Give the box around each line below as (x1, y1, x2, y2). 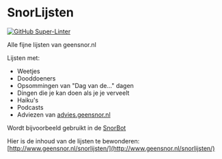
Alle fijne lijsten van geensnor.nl (7, 40, 97, 48)
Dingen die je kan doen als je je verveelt (16, 89, 130, 97)
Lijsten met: (7, 53, 40, 62)
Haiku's (16, 96, 39, 104)
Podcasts (16, 103, 44, 111)
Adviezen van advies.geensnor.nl (16, 111, 111, 119)
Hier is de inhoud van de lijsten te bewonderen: (7, 136, 140, 145)
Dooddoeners (16, 74, 56, 83)
